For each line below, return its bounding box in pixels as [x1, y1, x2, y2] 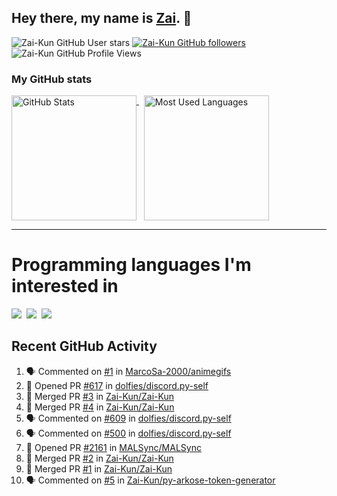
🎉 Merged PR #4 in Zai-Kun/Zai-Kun [25, 401, 175, 413]
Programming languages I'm [11, 254, 252, 276]
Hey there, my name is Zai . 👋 [11, 10, 193, 27]
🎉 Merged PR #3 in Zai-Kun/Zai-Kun [25, 390, 174, 402]
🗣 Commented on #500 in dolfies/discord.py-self [25, 427, 232, 439]
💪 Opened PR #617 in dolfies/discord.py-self [25, 379, 209, 391]
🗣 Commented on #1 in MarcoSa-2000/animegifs [25, 365, 232, 377]
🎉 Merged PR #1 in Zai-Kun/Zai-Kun [25, 462, 173, 475]
